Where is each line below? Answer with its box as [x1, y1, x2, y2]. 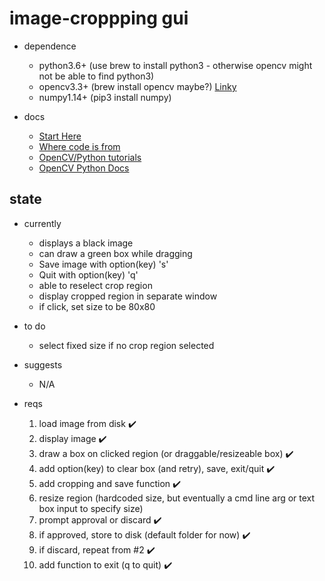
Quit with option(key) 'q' [38, 268, 139, 281]
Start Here [38, 130, 82, 142]
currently [23, 217, 62, 229]
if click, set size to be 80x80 [38, 300, 156, 312]
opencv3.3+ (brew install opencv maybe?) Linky [38, 80, 237, 92]
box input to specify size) [38, 502, 144, 514]
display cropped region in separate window [38, 290, 218, 302]
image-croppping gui [9, 7, 189, 30]
